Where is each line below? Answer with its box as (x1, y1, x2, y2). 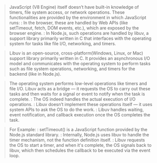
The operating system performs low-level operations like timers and (9, 81, 147, 86)
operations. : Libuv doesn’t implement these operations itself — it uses (9, 102, 153, 107)
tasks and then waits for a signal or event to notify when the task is (9, 91, 145, 97)
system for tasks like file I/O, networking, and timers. (9, 41, 116, 46)
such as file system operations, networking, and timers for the (9, 66, 135, 72)
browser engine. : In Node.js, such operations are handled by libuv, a (9, 30, 149, 36)
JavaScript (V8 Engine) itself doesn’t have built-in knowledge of (9, 4, 139, 10)
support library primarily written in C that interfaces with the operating (9, 35, 152, 41)
